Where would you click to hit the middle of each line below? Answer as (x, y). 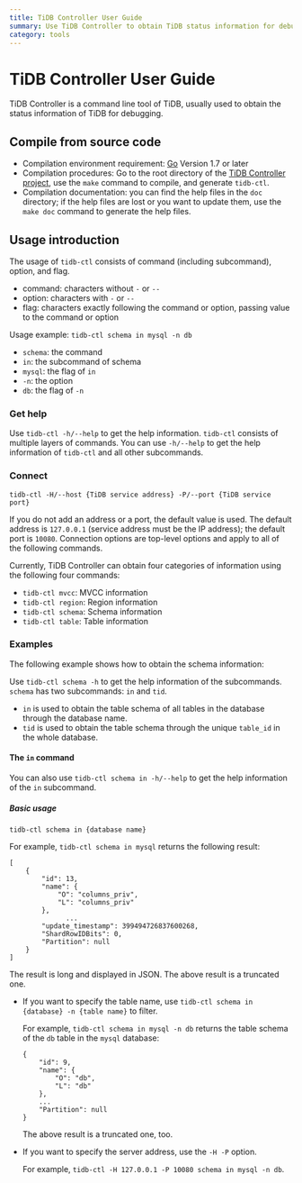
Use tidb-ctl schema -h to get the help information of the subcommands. (146, 681)
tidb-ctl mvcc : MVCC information (85, 592)
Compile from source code (85, 142)
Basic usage (33, 808)
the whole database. (60, 737)
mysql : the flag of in (59, 371)
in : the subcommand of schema (82, 361)
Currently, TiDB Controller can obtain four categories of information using (145, 565)
